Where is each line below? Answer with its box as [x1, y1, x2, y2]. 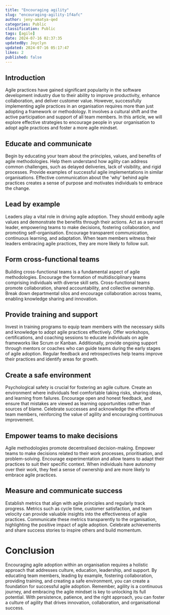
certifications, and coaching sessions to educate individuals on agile [5, 335, 149, 341]
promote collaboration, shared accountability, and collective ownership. [5, 285, 155, 291]
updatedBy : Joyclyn [5, 41, 47, 46]
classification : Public [5, 26, 56, 31]
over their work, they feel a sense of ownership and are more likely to [5, 467, 150, 473]
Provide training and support [5, 310, 98, 319]
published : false [5, 54, 42, 60]
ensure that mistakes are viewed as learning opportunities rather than [5, 401, 151, 407]
